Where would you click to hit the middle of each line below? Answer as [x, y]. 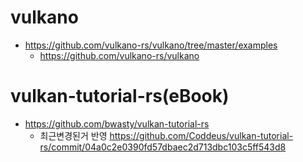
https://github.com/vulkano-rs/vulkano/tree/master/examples [151, 45]
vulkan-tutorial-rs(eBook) [120, 96]
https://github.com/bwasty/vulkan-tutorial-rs [117, 123]
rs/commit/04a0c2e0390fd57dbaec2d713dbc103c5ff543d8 [163, 147]
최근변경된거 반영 [73, 135]
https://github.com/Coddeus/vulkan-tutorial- [201, 135]
